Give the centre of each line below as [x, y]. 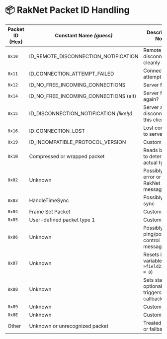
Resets [151, 254]
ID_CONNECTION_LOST [57, 131]
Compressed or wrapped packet [67, 156]
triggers [153, 292]
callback [153, 298]
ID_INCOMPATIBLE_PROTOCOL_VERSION [78, 142]
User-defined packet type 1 [62, 220]
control [152, 240]
